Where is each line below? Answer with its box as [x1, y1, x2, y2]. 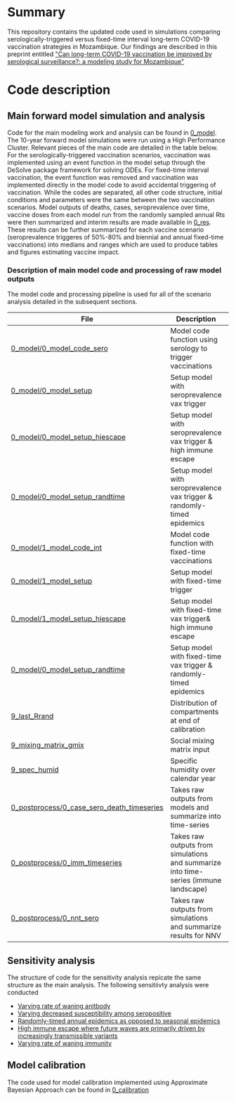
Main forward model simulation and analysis [7, 110, 206, 121]
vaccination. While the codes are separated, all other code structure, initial [7, 187, 223, 197]
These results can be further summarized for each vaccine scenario [7, 225, 204, 234]
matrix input [170, 745, 210, 755]
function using [170, 335, 218, 345]
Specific [170, 756, 198, 766]
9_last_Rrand [11, 711, 54, 721]
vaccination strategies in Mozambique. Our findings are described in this [7, 42, 218, 51]
